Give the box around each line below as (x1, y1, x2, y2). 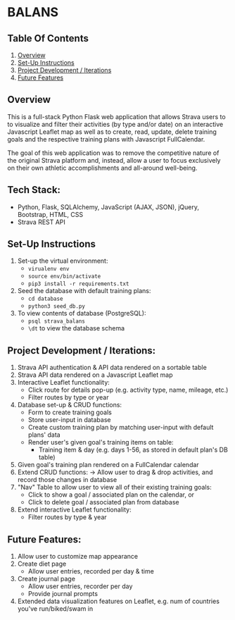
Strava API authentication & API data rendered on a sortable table (17, 364, 208, 372)
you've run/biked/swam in (17, 604, 94, 613)
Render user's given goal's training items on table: (27, 438, 174, 447)
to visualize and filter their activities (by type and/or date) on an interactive (7, 120, 224, 128)
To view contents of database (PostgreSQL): (17, 309, 146, 318)
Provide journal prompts (27, 590, 99, 598)
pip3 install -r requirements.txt (27, 280, 129, 287)
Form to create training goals (27, 408, 113, 416)
